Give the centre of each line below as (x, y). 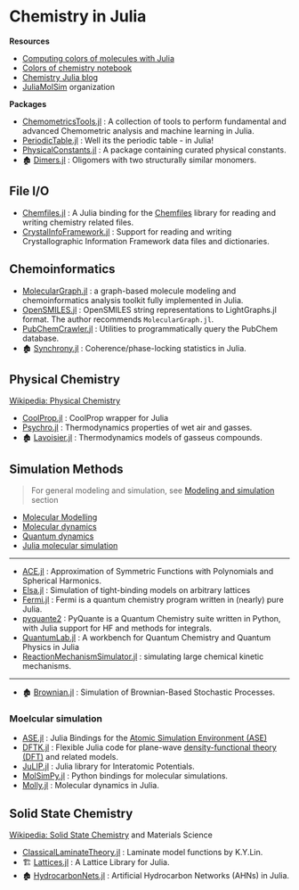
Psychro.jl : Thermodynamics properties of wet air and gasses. (137, 428)
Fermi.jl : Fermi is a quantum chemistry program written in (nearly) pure (153, 600)
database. (40, 338)
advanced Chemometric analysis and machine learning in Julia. (138, 130)
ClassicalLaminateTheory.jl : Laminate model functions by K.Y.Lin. (142, 853)
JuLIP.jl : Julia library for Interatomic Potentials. (108, 766)
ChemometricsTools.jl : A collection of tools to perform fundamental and (154, 121)
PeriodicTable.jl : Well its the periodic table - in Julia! (118, 140)
